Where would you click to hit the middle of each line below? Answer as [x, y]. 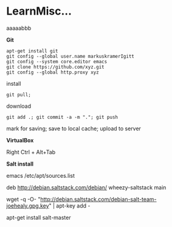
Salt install [20, 164]
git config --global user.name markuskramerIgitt [71, 56]
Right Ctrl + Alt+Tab [31, 152]
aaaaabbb [19, 28]
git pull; [19, 95]
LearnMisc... [39, 11]
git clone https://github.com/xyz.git [55, 67]
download [19, 106]
